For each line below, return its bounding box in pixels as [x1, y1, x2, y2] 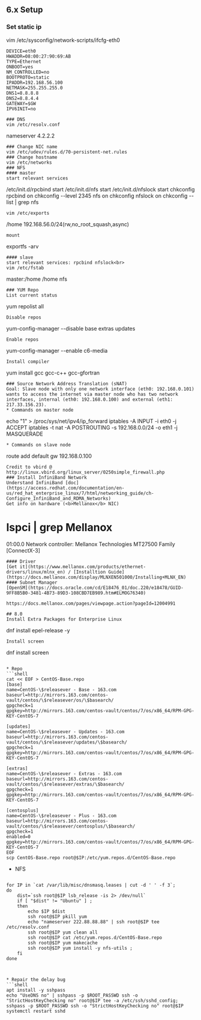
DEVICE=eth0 [6, 48, 36, 54]
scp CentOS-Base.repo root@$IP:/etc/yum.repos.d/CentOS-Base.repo [6, 854, 176, 860]
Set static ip [6, 23, 42, 31]
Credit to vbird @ [6, 464, 52, 470]
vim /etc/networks [6, 159, 52, 166]
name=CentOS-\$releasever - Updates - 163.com [6, 728, 125, 734]
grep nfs [17, 198, 39, 206]
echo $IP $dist [28, 908, 66, 914]
